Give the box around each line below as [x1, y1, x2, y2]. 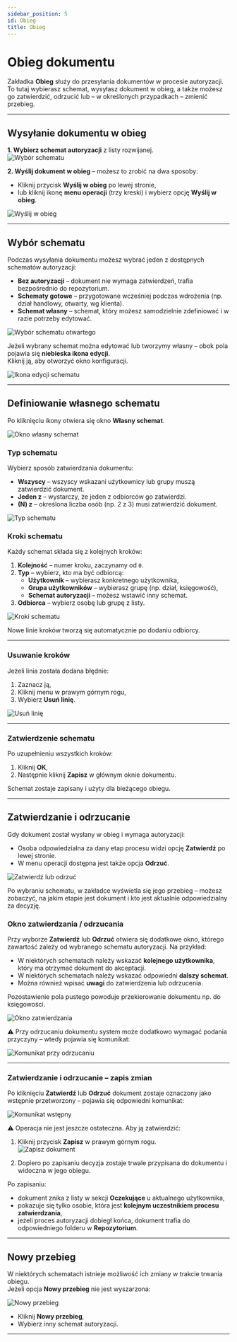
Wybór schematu [7, 236, 85, 248]
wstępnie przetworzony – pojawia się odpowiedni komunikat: [7, 1097, 185, 1105]
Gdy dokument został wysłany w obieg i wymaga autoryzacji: [7, 830, 186, 838]
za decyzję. [7, 901, 41, 910]
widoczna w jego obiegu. [17, 1167, 91, 1175]
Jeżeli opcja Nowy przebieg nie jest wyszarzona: [7, 1285, 151, 1293]
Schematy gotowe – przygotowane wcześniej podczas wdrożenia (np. [17, 291, 224, 300]
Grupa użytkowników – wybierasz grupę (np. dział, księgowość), [28, 584, 219, 592]
